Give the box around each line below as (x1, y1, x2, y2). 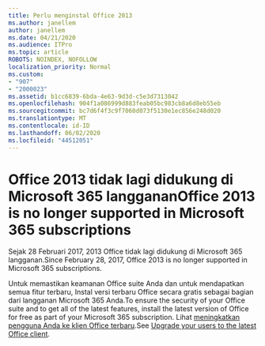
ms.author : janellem (8, 19, 77, 27)
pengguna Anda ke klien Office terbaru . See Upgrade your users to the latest (8, 321, 257, 330)
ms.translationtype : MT (8, 115, 87, 122)
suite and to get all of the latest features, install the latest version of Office (8, 304, 249, 314)
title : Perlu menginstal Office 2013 (8, 11, 133, 20)
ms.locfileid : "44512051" (8, 136, 93, 145)
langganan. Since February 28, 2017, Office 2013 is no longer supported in (8, 255, 248, 265)
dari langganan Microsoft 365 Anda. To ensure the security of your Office (8, 295, 245, 305)
